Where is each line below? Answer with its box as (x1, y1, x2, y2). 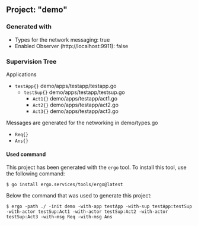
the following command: (6, 170, 65, 177)
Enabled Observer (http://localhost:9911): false (14, 42, 129, 49)
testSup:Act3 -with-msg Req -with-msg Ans (6, 214, 113, 220)
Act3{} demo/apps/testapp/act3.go (32, 107, 119, 115)
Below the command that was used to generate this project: (6, 192, 152, 199)
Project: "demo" (6, 5, 68, 15)
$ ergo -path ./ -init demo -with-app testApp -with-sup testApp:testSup (6, 203, 193, 210)
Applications (6, 71, 37, 78)
